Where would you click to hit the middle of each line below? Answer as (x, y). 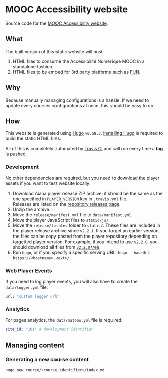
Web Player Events (29, 270)
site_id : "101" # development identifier (49, 329)
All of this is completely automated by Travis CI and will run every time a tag (84, 149)
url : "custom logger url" (32, 296)
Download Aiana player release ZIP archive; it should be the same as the (88, 193)
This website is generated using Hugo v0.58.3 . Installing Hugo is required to (84, 133)
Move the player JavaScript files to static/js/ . (61, 220)
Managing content (35, 345)
